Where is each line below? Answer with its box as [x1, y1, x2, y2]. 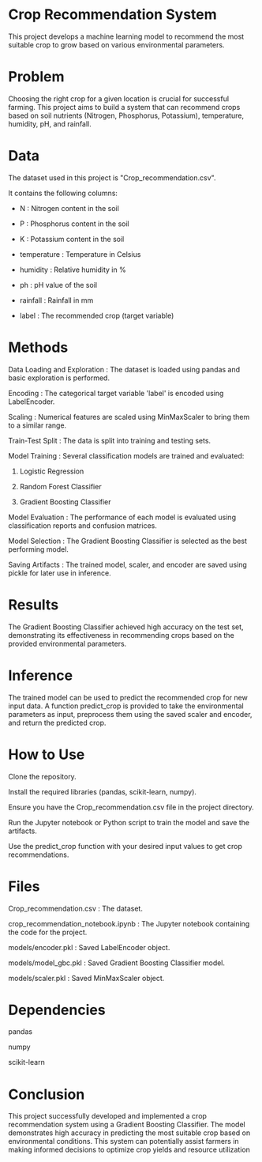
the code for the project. [8, 927, 88, 937]
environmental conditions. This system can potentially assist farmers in [8, 1137, 239, 1146]
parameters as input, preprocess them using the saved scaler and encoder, [8, 709, 253, 719]
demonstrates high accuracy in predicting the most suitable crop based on [8, 1128, 251, 1137]
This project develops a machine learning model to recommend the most [8, 32, 245, 41]
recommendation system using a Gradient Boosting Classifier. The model [8, 1120, 246, 1130]
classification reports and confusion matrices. [8, 520, 158, 530]
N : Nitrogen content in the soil [19, 203, 120, 213]
